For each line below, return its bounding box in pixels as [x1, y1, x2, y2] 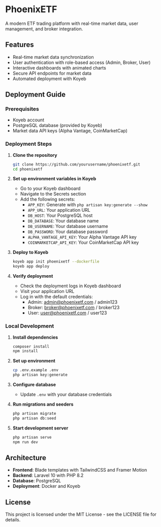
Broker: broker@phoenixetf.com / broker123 [27, 305, 120, 311]
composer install [12, 344, 50, 349]
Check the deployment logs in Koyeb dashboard [20, 283, 121, 289]
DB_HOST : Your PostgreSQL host [27, 212, 93, 219]
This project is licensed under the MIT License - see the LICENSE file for [5, 511, 156, 517]
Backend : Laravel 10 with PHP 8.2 [12, 472, 84, 478]
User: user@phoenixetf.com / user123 [27, 310, 108, 316]
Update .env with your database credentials [20, 391, 112, 398]
